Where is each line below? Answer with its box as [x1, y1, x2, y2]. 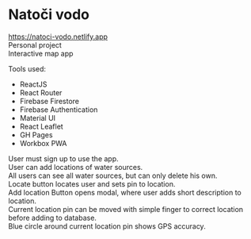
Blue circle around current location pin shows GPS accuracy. [8, 221, 206, 231]
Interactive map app [8, 48, 74, 58]
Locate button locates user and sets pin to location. [8, 179, 176, 188]
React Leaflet [19, 121, 63, 131]
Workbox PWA [19, 138, 67, 148]
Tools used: [8, 64, 46, 73]
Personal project [8, 40, 62, 49]
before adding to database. [8, 213, 97, 222]
